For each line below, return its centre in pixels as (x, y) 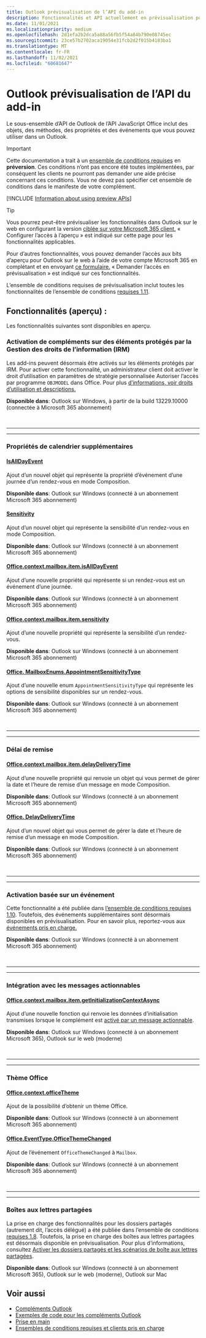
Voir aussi (26, 1294)
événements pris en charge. (42, 928)
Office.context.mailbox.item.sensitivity (58, 619)
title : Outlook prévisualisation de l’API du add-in (75, 12)
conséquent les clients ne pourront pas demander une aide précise (91, 174)
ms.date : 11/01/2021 (33, 23)
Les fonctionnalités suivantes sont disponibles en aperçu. (79, 326)
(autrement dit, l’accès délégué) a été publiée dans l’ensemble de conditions (103, 1230)
